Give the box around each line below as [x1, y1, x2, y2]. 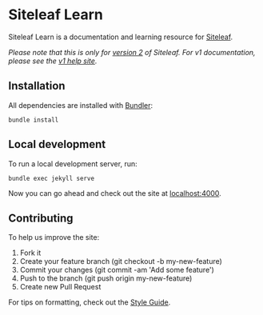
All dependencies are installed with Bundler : [8, 100, 153, 110]
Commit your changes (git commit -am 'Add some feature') [19, 265, 214, 275]
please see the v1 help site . [8, 56, 98, 66]
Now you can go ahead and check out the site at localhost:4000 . [8, 188, 221, 197]
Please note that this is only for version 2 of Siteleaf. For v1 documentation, [8, 47, 256, 57]
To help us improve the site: [8, 233, 100, 242]
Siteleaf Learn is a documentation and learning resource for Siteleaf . [8, 32, 233, 42]
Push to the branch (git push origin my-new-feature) [19, 273, 193, 283]
